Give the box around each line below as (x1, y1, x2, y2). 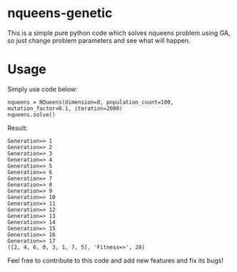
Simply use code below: (7, 84, 79, 94)
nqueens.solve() (7, 111, 56, 119)
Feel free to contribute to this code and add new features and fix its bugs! (7, 256, 223, 265)
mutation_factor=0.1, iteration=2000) (7, 105, 123, 112)
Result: (7, 124, 28, 132)
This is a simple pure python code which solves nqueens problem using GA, (7, 29, 231, 37)
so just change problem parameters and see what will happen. (7, 36, 191, 44)
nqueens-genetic (7, 5, 113, 21)
